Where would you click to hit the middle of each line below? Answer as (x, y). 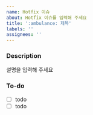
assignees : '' (24, 35)
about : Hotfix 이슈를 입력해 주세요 (47, 18)
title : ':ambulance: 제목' (39, 23)
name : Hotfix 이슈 (28, 12)
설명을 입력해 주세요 (30, 70)
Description (24, 56)
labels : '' (20, 29)
